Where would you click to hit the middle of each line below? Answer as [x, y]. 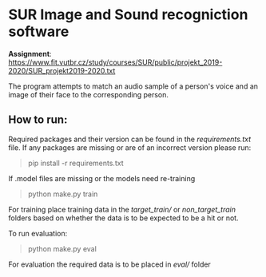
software [39, 32]
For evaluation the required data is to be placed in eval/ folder [110, 264]
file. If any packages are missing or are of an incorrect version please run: [130, 147]
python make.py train [63, 194]
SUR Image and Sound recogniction [128, 15]
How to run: [38, 120]
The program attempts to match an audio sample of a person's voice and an [133, 86]
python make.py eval [62, 248]
